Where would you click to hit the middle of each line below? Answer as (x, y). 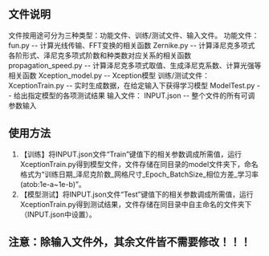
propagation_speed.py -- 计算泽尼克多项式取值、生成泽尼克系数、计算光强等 (135, 65)
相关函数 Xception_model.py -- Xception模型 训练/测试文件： (109, 75)
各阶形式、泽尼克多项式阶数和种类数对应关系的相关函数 (100, 55)
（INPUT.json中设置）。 (58, 214)
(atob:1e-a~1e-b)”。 (53, 184)
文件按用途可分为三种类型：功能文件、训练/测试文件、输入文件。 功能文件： (134, 35)
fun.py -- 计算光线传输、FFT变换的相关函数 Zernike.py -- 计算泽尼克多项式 (132, 45)
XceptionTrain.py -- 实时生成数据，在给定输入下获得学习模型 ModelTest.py (132, 85)
